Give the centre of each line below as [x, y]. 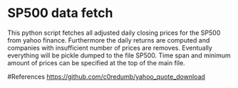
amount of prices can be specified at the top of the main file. [96, 62]
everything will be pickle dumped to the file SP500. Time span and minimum [119, 55]
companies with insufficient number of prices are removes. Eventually [110, 48]
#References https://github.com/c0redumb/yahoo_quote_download [106, 77]
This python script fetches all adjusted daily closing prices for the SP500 [114, 33]
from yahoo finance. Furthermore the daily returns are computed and [109, 40]
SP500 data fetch [60, 13]
